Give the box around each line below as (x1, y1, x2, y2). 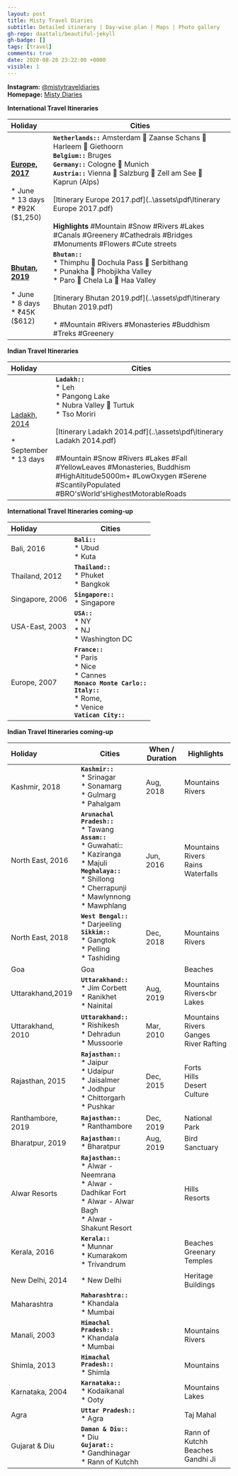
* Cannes (74, 670, 106, 680)
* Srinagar (81, 772, 116, 782)
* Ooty (81, 1395, 104, 1404)
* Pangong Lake (55, 391, 110, 401)
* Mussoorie (81, 1037, 123, 1047)
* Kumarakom (81, 1250, 127, 1260)
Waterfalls (183, 869, 218, 879)
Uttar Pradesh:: (81, 1406, 136, 1414)
